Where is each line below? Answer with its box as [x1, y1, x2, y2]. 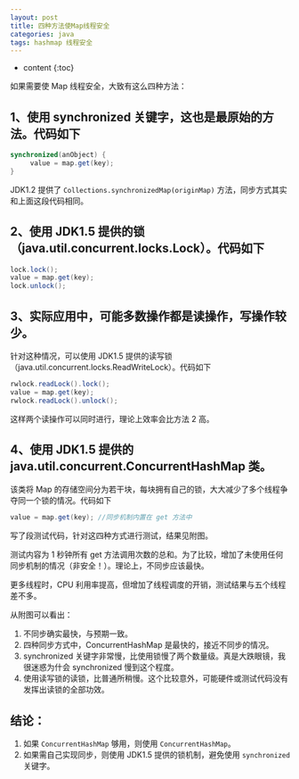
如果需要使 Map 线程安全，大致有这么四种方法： [10, 81, 187, 92]
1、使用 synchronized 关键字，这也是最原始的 [10, 109, 263, 125]
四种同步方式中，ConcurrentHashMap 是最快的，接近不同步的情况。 [22, 640, 274, 651]
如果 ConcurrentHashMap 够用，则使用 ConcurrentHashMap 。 [22, 738, 237, 750]
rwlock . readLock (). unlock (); [10, 396, 118, 405]
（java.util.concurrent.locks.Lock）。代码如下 [10, 241, 265, 256]
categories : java [10, 29, 75, 38]
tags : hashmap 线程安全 [10, 37, 93, 47]
